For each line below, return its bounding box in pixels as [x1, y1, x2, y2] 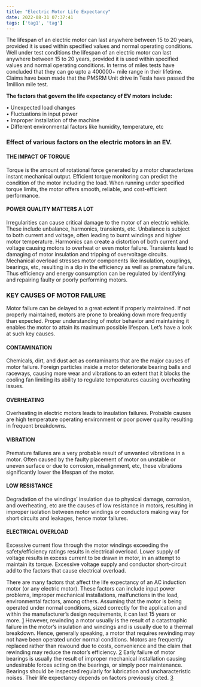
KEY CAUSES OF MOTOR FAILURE [6, 291, 106, 299]
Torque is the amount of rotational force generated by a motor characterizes [6, 166, 194, 174]
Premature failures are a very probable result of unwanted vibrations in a [6, 449, 185, 456]
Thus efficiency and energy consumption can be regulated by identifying [6, 270, 186, 277]
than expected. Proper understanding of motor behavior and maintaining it [6, 317, 190, 324]
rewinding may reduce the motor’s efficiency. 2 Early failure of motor [6, 649, 175, 656]
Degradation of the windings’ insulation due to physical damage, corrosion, [6, 495, 191, 503]
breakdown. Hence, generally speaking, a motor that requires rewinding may [6, 630, 195, 637]
